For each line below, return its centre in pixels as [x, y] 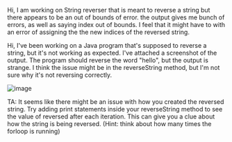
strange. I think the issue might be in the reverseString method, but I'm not [114, 68]
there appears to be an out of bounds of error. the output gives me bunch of [116, 17]
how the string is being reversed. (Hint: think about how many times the [109, 124]
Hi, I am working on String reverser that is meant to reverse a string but [109, 10]
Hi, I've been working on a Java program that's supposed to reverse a [107, 45]
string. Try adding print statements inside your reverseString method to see [115, 109]
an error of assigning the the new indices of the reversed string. [98, 32]
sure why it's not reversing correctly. [60, 75]
